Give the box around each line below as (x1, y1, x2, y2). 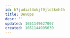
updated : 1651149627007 (5, 21, 54, 26)
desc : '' (5, 16, 23, 21)
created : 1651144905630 (5, 26, 54, 31)
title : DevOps (5, 12, 35, 17)
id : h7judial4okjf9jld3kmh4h (5, 7, 65, 12)
